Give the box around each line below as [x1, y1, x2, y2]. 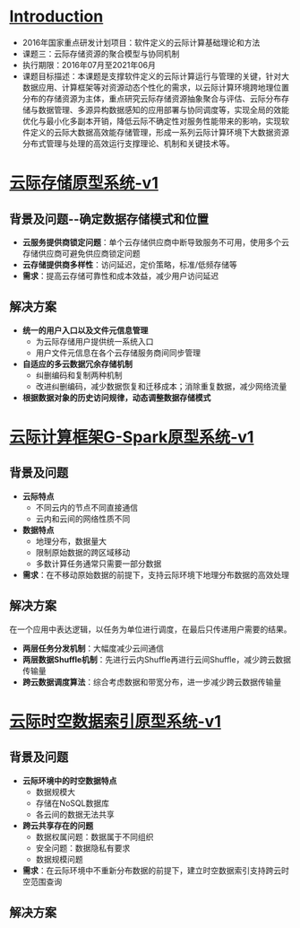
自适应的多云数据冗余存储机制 [21, 358, 133, 369]
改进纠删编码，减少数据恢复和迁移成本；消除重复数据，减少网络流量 [35, 381, 287, 391]
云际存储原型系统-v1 [9, 173, 159, 194]
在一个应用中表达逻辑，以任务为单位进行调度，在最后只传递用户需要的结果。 [9, 624, 292, 635]
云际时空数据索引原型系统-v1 [9, 711, 221, 731]
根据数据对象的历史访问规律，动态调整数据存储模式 [21, 392, 211, 403]
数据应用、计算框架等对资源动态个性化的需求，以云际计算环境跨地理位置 [21, 82, 289, 92]
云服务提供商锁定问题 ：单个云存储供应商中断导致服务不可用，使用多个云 [21, 236, 289, 248]
